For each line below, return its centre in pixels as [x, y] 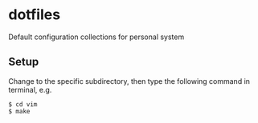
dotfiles [35, 15]
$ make [19, 111]
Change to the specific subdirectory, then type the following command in [129, 81]
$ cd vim [23, 104]
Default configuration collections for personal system [96, 37]
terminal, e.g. [30, 89]
